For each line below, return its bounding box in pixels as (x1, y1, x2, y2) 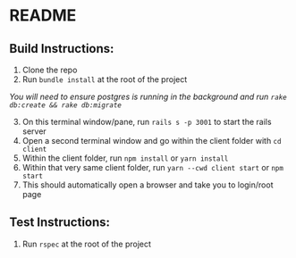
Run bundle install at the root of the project (21, 74, 188, 85)
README (9, 5, 77, 26)
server (21, 126, 47, 137)
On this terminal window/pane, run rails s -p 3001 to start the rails (21, 117, 272, 127)
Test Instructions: (9, 215, 110, 230)
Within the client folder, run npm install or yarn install (21, 153, 229, 163)
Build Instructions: (9, 41, 114, 56)
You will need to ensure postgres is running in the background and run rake (9, 91, 288, 102)
